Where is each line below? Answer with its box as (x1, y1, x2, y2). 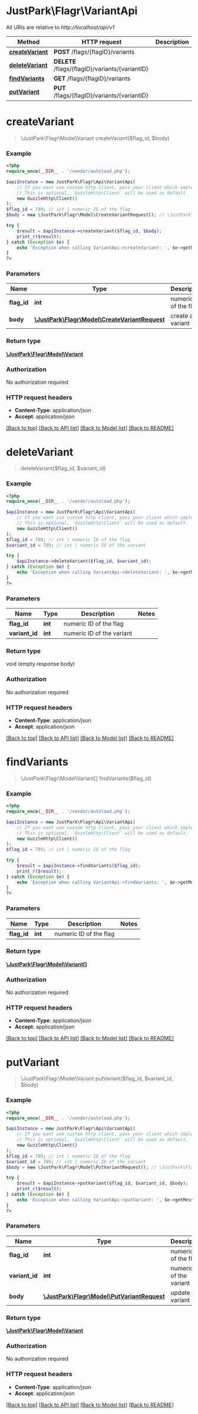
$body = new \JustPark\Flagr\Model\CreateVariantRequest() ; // (6, 212, 165, 218)
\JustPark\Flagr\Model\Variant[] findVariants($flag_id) (20, 775, 152, 782)
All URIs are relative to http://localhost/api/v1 (6, 24, 115, 31)
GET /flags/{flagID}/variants (54, 74, 131, 82)
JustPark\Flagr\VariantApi (6, 4, 138, 18)
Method (17, 37, 40, 46)
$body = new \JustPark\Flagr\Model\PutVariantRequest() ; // (6, 1164, 157, 1170)
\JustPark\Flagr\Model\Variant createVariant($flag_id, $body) (20, 134, 170, 141)
